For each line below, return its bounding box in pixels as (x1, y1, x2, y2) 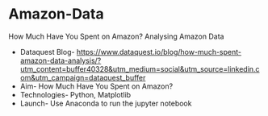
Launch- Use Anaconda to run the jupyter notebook (19, 98, 192, 108)
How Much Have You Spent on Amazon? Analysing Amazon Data (8, 31, 224, 41)
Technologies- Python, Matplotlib (19, 89, 132, 99)
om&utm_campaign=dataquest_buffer (19, 72, 146, 82)
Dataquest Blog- (19, 47, 75, 56)
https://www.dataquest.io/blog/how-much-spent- (76, 47, 242, 56)
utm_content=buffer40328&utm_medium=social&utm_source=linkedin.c (19, 64, 260, 73)
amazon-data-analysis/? (19, 56, 102, 65)
